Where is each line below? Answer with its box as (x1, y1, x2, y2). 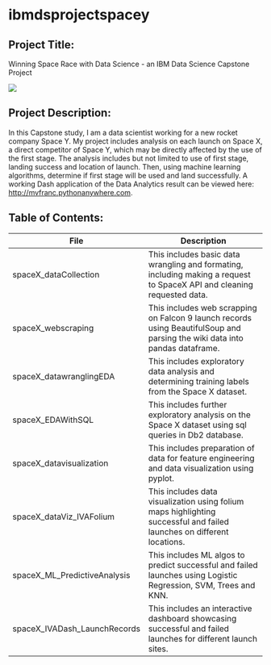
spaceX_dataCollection (12, 269, 100, 280)
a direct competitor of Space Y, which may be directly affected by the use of (8, 144, 262, 154)
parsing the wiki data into (148, 332, 244, 344)
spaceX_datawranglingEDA (12, 370, 115, 382)
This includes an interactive (148, 603, 252, 614)
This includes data (148, 486, 218, 497)
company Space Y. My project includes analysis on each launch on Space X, (8, 136, 263, 146)
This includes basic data (148, 249, 240, 260)
